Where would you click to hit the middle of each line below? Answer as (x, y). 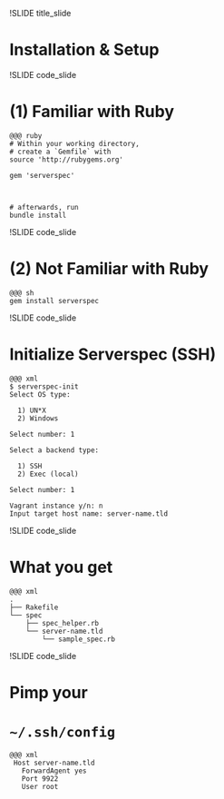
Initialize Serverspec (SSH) (112, 354)
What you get (61, 567)
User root (40, 786)
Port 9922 (40, 779)
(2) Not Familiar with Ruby (109, 269)
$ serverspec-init (44, 386)
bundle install (38, 215)
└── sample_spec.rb (79, 639)
